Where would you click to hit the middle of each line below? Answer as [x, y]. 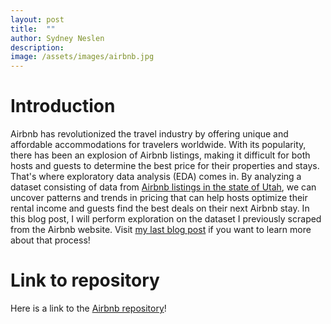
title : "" [33, 29]
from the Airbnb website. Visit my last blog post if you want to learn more [161, 230]
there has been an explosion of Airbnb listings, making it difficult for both [160, 155]
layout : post [37, 19]
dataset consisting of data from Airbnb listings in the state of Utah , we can [163, 187]
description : [37, 47]
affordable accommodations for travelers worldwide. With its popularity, [158, 145]
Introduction [63, 106]
